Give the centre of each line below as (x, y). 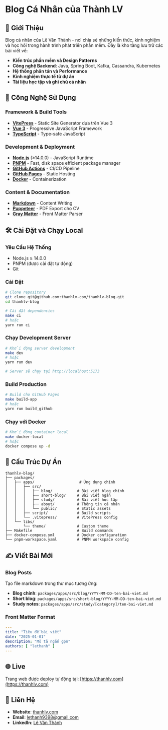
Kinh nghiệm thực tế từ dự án (43, 76)
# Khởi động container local (37, 432)
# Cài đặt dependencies (30, 311)
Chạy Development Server (38, 338)
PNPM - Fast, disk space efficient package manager (66, 163)
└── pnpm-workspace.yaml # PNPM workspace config (67, 540)
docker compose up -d (28, 446)
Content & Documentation (38, 192)
